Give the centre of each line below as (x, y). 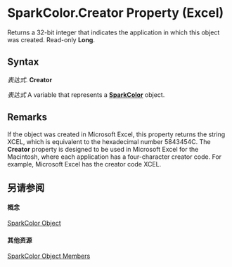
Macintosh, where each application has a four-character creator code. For (115, 157)
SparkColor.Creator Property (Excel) (116, 13)
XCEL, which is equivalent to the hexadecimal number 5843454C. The (109, 141)
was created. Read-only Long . (51, 39)
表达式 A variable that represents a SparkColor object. (86, 95)
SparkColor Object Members (49, 256)
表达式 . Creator (30, 79)
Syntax (23, 62)
